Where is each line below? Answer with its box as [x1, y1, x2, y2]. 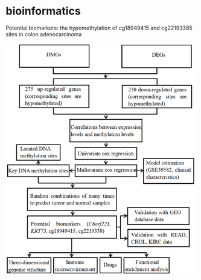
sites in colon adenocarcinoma [5, 30, 82, 37]
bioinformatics [5, 4, 81, 18]
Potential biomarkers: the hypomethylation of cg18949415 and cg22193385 [5, 24, 193, 31]
